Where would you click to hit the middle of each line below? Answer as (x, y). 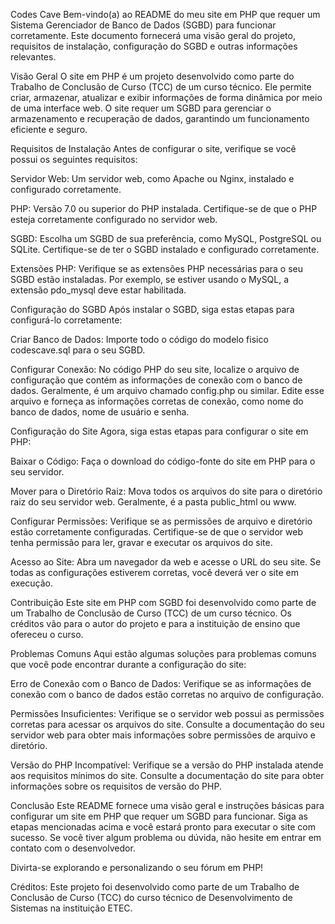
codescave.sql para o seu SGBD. (78, 350)
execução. (32, 583)
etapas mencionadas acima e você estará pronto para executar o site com (163, 827)
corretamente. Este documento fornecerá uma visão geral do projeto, (153, 35)
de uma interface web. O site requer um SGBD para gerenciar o (141, 108)
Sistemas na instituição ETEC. (71, 908)
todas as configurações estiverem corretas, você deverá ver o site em (154, 572)
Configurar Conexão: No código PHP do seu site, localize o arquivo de (155, 369)
